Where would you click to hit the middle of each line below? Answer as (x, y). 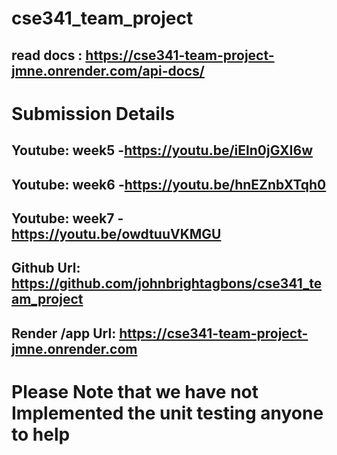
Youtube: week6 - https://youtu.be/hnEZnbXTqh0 (169, 184)
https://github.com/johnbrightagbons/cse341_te (167, 283)
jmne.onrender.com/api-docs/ (108, 70)
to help (41, 434)
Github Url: (46, 268)
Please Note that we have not (135, 391)
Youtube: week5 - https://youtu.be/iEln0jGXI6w (162, 150)
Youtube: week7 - (67, 218)
